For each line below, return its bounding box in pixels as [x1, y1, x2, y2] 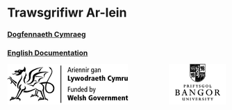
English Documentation [7, 48, 88, 58]
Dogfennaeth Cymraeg [7, 30, 86, 39]
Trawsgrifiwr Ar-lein [7, 5, 127, 21]
